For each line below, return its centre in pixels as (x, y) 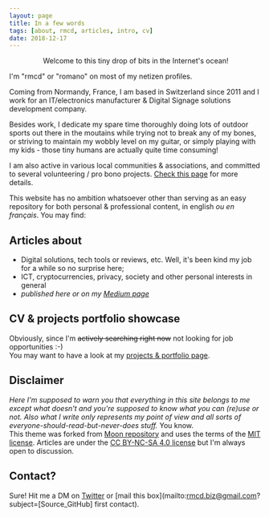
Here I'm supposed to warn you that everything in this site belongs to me (130, 400)
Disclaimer (37, 380)
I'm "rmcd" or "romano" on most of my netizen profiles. (101, 76)
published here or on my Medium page (85, 294)
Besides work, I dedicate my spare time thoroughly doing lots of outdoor (129, 124)
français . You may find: (48, 215)
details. (21, 183)
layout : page (31, 16)
